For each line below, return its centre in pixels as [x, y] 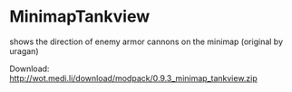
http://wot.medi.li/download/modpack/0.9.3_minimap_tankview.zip [134, 78]
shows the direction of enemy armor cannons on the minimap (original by [146, 41]
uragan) [24, 51]
